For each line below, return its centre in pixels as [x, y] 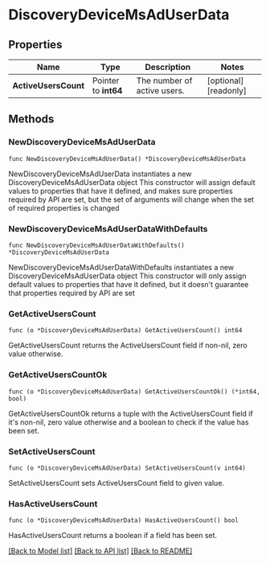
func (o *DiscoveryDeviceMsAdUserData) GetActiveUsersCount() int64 [125, 331]
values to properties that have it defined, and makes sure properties [121, 191]
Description [168, 67]
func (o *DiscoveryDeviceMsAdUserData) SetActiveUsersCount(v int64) [127, 468]
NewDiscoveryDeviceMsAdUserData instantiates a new [100, 174]
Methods [31, 119]
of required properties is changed [64, 208]
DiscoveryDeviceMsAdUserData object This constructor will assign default [132, 182]
